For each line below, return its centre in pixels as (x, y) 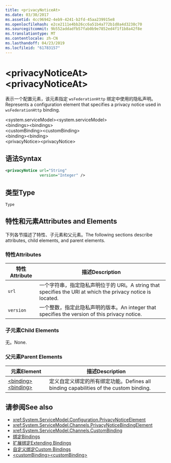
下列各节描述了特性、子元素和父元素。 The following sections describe (79, 234)
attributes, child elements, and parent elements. (55, 240)
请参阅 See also (29, 407)
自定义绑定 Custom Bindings (42, 449)
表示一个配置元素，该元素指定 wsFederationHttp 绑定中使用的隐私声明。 (81, 99)
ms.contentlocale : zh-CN (32, 39)
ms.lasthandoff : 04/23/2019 (35, 43)
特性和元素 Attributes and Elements (61, 221)
